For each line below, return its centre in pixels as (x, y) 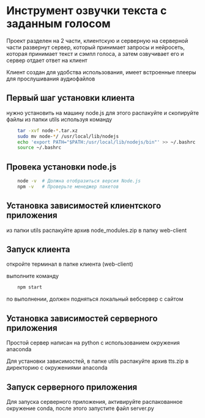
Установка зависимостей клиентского (84, 206)
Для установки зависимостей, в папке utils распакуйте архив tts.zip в (97, 361)
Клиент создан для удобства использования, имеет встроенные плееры (101, 72)
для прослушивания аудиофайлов (51, 79)
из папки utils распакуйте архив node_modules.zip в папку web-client (97, 230)
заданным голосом (58, 24)
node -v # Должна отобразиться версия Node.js (79, 181)
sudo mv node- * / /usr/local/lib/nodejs (68, 136)
